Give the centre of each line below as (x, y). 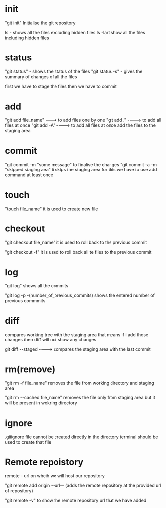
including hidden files (27, 38)
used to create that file (28, 442)
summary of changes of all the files (41, 77)
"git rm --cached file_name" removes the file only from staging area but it (80, 398)
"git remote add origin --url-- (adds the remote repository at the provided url (83, 485)
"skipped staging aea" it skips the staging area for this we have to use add (81, 169)
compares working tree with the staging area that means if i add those (77, 334)
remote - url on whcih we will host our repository (55, 476)
